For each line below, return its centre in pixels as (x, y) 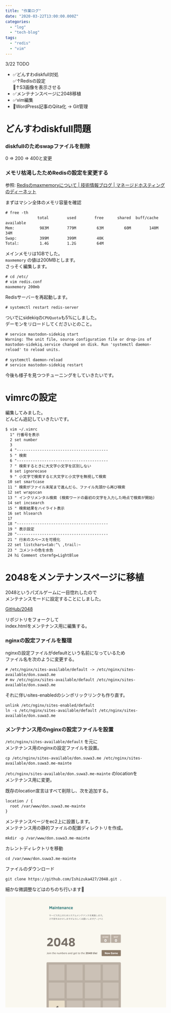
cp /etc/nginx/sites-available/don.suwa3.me (53, 758)
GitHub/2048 (19, 609)
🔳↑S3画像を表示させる (37, 87)
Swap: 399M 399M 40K (54, 238)
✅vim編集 (23, 100)
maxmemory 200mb (22, 287)
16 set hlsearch (25, 514)
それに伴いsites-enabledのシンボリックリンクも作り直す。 (66, 695)
